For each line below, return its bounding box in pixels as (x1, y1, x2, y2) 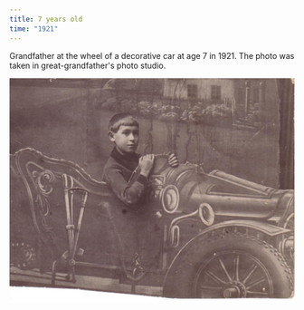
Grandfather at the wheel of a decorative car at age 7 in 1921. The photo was (9, 50, 295, 61)
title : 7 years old (9, 15, 83, 24)
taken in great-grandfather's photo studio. (9, 60, 166, 71)
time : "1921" (9, 24, 59, 34)
